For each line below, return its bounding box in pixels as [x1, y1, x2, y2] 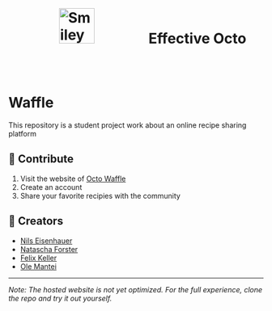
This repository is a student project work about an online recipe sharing [8, 120, 247, 130]
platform [8, 128, 36, 138]
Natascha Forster [19, 244, 79, 254]
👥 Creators [8, 214, 63, 228]
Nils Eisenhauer [19, 236, 73, 246]
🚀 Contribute [8, 152, 74, 166]
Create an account [19, 182, 83, 191]
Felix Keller [19, 253, 57, 263]
